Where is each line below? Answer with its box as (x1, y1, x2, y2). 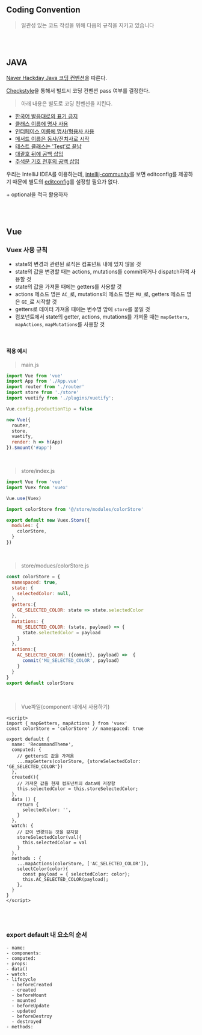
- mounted (11, 997, 36, 1004)
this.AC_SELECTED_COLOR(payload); (22, 877, 109, 883)
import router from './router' (6, 384, 85, 390)
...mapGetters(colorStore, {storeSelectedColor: (17, 758, 141, 765)
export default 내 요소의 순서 (6, 931, 87, 939)
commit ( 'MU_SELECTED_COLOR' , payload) (22, 658, 120, 664)
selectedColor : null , (17, 590, 71, 596)
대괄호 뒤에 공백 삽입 (14, 150, 64, 157)
